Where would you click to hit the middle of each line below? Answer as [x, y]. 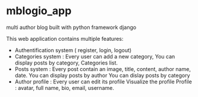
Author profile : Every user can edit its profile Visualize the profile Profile [103, 82]
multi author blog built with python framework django [71, 27]
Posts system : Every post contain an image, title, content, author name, [103, 69]
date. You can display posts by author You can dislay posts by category [102, 75]
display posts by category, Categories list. [66, 63]
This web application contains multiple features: [65, 38]
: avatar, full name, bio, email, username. [64, 88]
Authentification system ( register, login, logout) [73, 50]
